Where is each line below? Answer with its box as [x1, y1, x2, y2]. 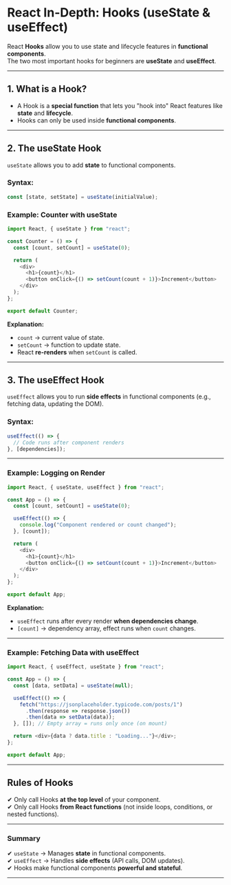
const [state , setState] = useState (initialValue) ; [7, 193, 158, 200]
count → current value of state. [16, 333, 105, 341]
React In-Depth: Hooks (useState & [7, 5, 211, 21]
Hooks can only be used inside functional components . [16, 116, 177, 125]
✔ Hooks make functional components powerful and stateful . [7, 864, 183, 872]
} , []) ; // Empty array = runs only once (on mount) [13, 721, 168, 727]
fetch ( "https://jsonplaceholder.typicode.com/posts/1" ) [19, 701, 184, 708]
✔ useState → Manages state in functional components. [7, 849, 166, 857]
